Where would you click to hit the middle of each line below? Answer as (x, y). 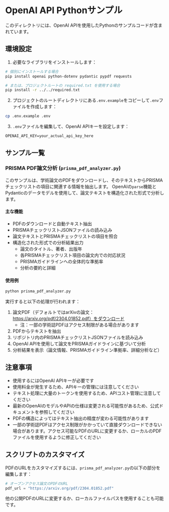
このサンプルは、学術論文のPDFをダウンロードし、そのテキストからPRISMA (84, 180)
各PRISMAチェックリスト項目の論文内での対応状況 (73, 255)
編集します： (18, 474)
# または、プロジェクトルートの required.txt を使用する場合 (63, 85)
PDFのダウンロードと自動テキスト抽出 (52, 224)
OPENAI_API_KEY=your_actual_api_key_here (49, 136)
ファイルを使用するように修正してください (57, 437)
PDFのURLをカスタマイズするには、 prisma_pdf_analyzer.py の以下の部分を (83, 468)
